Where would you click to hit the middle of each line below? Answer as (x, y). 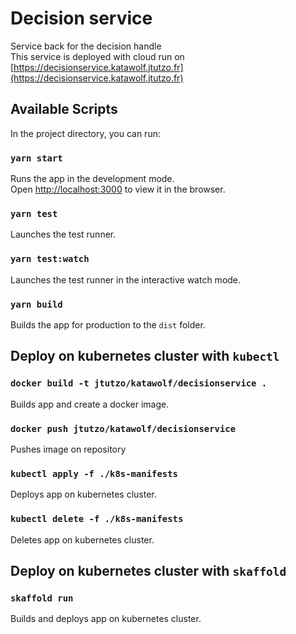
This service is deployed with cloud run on (97, 56)
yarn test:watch (50, 259)
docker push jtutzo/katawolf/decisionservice (123, 428)
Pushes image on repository (68, 449)
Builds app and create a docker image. (90, 404)
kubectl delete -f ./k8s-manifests (97, 519)
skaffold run (42, 598)
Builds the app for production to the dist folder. (108, 324)
